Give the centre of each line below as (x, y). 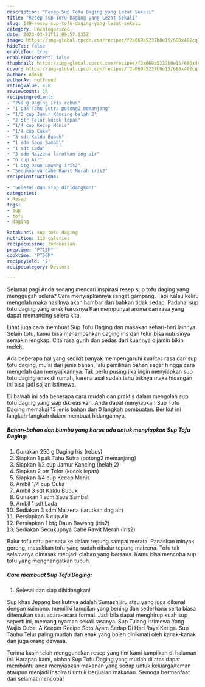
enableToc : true (27, 52)
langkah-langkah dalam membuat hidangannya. (67, 416)
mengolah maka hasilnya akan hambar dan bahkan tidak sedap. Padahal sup (103, 302)
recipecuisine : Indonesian (41, 244)
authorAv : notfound (32, 80)
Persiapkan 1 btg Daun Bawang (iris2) (63, 523)
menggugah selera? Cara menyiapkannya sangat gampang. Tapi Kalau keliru (103, 296)
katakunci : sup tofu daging (43, 233)
